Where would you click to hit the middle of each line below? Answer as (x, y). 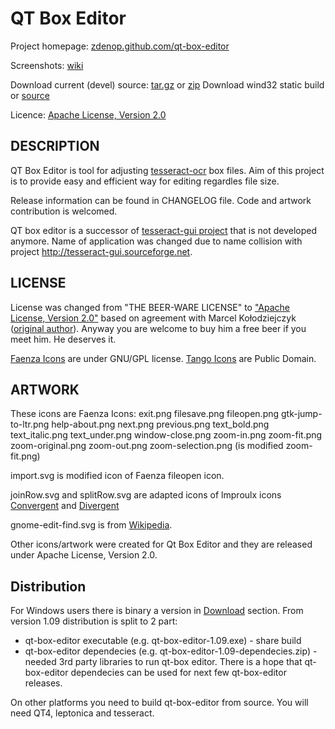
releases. (43, 683)
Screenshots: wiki (47, 65)
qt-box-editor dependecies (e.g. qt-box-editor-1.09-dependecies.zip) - (171, 651)
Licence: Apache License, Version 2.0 (88, 114)
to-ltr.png (30, 424)
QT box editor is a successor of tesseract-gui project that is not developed (164, 230)
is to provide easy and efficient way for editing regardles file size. (145, 181)
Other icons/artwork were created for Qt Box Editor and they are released (161, 544)
